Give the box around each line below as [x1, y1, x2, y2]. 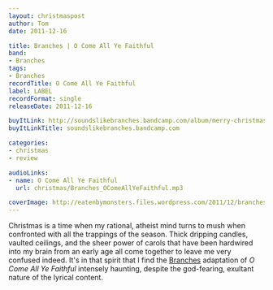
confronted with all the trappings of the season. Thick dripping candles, [8, 229, 249, 240]
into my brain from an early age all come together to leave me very [8, 247, 232, 257]
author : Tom [8, 19, 49, 28]
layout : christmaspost [8, 11, 85, 20]
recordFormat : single [8, 94, 82, 102]
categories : [8, 139, 49, 147]
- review [8, 154, 38, 162]
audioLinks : [8, 168, 49, 177]
